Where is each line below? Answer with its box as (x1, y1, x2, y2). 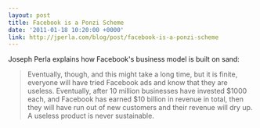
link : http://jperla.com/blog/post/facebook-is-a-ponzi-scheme (8, 33, 219, 41)
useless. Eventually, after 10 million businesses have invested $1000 (27, 87, 247, 96)
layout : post (8, 11, 51, 20)
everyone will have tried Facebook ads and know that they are (27, 78, 229, 87)
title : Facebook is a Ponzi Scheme (8, 19, 125, 27)
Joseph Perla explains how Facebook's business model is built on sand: (8, 55, 240, 64)
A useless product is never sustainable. (27, 111, 154, 121)
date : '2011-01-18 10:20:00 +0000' (8, 26, 125, 34)
